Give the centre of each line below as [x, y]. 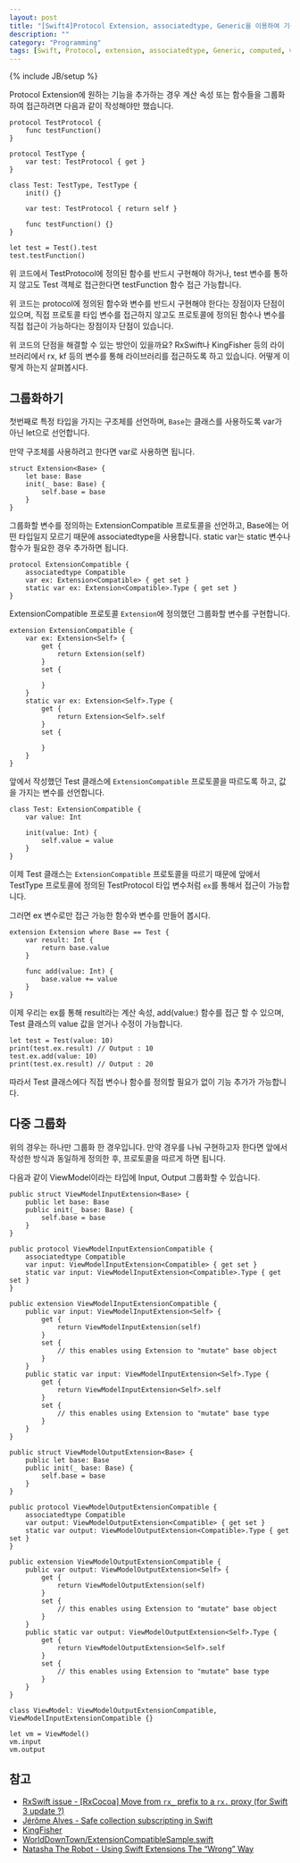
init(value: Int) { [62, 832]
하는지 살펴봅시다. [57, 367]
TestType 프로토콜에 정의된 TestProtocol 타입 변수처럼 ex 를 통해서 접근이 [137, 885]
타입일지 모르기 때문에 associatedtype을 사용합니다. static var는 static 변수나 [154, 536]
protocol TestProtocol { [55, 123]
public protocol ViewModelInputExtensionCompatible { [112, 1249]
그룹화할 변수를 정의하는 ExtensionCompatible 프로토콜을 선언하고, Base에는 [144, 525]
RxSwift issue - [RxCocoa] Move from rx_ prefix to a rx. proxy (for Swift [155, 1801]
